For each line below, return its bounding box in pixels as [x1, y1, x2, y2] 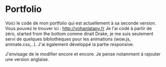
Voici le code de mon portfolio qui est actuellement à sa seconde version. [5, 20, 156, 26]
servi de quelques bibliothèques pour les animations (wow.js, [5, 36, 131, 42]
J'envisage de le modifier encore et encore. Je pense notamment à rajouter [5, 51, 161, 57]
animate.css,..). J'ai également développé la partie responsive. [5, 41, 134, 47]
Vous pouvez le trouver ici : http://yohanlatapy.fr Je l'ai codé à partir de [5, 25, 152, 31]
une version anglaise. [5, 56, 49, 62]
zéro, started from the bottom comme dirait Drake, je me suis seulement [5, 30, 153, 36]
